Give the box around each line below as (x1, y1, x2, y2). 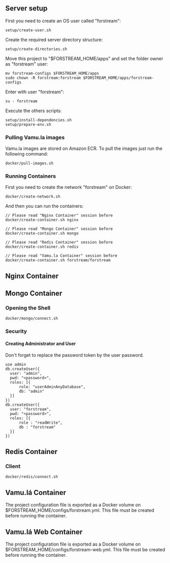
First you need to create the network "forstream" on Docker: (5, 184, 132, 190)
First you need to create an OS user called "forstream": (5, 17, 121, 24)
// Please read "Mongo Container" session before (5, 226, 113, 232)
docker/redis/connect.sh (5, 474, 58, 480)
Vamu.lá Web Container (5, 527, 83, 536)
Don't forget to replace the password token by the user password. (5, 352, 144, 358)
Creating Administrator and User (5, 340, 76, 347)
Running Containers (5, 172, 56, 180)
